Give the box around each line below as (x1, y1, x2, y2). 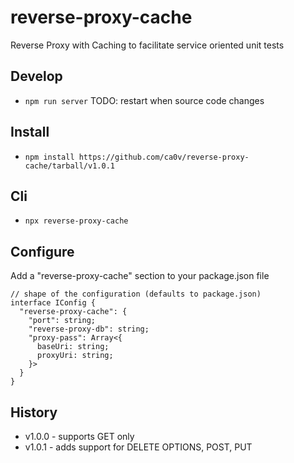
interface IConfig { (10, 298, 97, 308)
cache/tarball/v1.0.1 (24, 161, 115, 171)
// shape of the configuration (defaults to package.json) (10, 289, 262, 300)
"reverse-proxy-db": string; (28, 324, 150, 335)
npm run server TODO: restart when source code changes (24, 94, 265, 106)
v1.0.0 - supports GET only (24, 431, 135, 442)
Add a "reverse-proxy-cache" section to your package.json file (10, 270, 270, 282)
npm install (24, 152, 75, 162)
